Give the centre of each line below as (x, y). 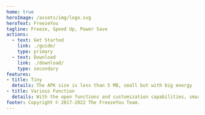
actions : (17, 35)
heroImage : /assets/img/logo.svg (49, 18)
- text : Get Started (38, 40)
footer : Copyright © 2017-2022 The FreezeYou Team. (73, 102)
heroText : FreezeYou (33, 23)
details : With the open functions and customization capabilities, (99, 97)
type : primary (35, 52)
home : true (20, 12)
